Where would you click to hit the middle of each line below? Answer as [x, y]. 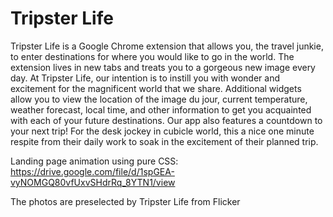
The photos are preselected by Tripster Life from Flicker [125, 201]
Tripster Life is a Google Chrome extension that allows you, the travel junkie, [167, 46]
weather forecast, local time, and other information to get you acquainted [161, 109]
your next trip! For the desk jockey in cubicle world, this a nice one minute [162, 131]
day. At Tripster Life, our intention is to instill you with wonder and [145, 78]
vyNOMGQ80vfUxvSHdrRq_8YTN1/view [93, 182]
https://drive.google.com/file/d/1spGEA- [92, 171]
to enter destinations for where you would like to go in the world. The [152, 56]
